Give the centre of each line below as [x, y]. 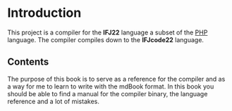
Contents [28, 62]
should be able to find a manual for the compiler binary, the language [108, 93]
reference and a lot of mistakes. [54, 101]
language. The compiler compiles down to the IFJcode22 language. [106, 39]
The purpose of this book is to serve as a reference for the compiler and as [116, 79]
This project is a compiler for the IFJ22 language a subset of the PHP [108, 32]
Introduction [44, 13]
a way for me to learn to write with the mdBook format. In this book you [111, 86]
